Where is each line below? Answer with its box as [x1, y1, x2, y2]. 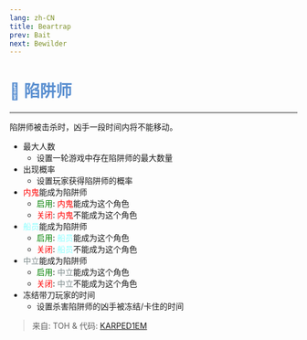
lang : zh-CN [9, 13, 55, 23]
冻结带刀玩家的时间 [22, 290, 96, 301]
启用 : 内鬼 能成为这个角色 [36, 198, 130, 209]
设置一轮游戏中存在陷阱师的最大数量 [36, 153, 174, 164]
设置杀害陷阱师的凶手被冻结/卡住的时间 [36, 301, 185, 312]
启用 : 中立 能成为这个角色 [36, 267, 130, 278]
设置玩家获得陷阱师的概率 [36, 175, 133, 186]
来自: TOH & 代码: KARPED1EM [31, 321, 148, 332]
